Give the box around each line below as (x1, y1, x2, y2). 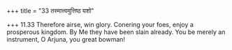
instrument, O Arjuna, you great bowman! (6, 35, 126, 43)
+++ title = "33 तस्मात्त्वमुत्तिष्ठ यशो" (6, 7, 95, 15)
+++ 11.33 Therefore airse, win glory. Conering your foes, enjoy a (6, 21, 194, 28)
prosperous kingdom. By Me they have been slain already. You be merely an (6, 28, 226, 36)
